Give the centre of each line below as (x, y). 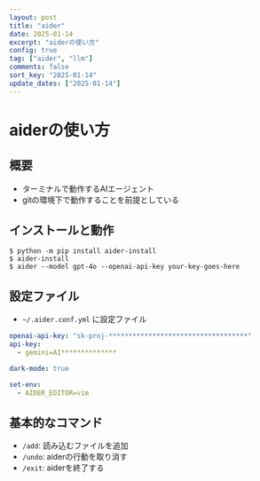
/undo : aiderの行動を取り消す (75, 457)
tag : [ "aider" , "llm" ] (51, 59)
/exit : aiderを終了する (63, 468)
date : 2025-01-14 (41, 34)
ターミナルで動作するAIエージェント (88, 188)
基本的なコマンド (56, 422)
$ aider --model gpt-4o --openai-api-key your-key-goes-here (125, 267)
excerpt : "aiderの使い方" (55, 42)
